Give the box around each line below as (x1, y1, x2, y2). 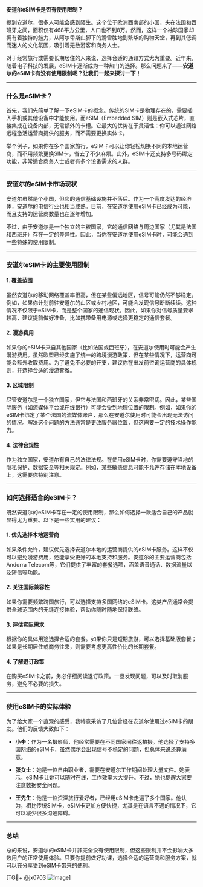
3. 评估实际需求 (6, 621, 45, 628)
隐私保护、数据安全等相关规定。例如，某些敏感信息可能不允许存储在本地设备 (6, 464, 197, 471)
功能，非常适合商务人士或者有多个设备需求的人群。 (6, 158, 134, 165)
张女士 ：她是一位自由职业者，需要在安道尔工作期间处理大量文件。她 (14, 766, 185, 773)
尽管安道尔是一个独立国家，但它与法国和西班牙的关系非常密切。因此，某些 (6, 396, 192, 403)
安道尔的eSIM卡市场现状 (6, 180, 77, 189)
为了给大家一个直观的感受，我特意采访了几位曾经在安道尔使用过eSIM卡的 (6, 717, 188, 724)
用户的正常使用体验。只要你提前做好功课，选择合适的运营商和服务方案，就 (11, 854, 197, 862)
